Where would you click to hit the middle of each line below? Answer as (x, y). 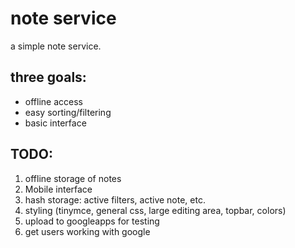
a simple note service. (56, 46)
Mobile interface (58, 189)
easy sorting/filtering (68, 112)
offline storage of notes (73, 178)
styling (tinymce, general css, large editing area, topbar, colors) (155, 210)
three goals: (48, 77)
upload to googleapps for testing (92, 221)
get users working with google (87, 231)
